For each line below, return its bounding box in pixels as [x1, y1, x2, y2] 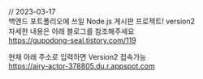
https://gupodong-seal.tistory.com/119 [8, 35, 136, 45]
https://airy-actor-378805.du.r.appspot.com [8, 61, 156, 71]
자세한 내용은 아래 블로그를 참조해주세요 [8, 27, 135, 35]
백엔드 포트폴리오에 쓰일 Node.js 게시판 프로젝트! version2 [8, 16, 195, 26]
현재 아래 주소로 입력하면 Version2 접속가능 [8, 52, 147, 61]
